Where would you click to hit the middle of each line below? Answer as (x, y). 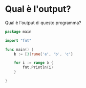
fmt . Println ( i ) (38, 67)
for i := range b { (34, 63)
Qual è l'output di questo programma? (43, 23)
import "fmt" (18, 40)
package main (18, 31)
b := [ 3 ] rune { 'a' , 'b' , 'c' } (43, 54)
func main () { (20, 49)
